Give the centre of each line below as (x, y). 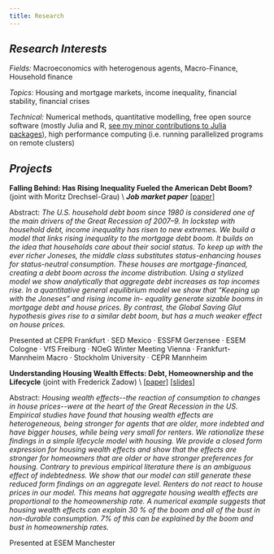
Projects (31, 169)
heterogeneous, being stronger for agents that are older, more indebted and (137, 424)
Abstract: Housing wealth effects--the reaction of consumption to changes (135, 398)
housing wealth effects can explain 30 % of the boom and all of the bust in (135, 510)
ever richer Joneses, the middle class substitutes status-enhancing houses (135, 256)
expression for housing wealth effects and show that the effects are (123, 450)
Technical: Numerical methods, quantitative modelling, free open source (130, 117)
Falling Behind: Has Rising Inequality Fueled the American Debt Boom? (131, 188)
